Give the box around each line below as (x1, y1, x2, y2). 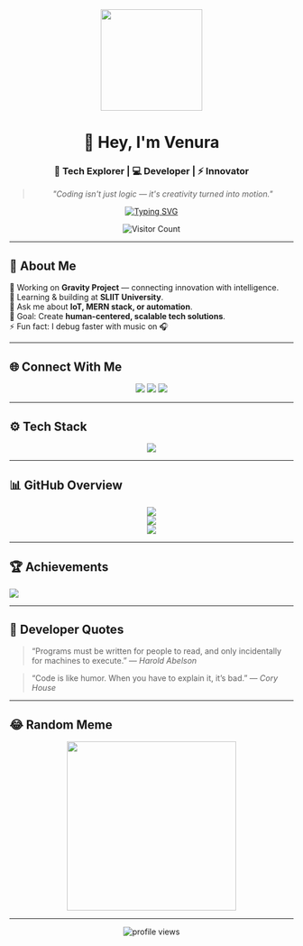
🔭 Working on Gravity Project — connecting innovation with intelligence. (9, 282, 280, 293)
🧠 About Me (9, 258, 77, 273)
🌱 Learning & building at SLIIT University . (9, 292, 164, 303)
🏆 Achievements (9, 559, 109, 575)
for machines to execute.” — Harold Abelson (31, 656, 197, 666)
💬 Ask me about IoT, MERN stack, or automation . (9, 301, 193, 312)
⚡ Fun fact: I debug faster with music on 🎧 (9, 321, 169, 332)
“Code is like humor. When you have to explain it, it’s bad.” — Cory (31, 673, 279, 684)
